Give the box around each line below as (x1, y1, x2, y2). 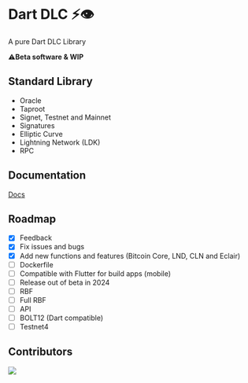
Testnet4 (19, 322, 49, 331)
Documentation (8, 169, 87, 182)
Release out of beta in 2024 (19, 278, 110, 287)
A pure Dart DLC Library (8, 36, 87, 46)
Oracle (19, 95, 42, 105)
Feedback (19, 233, 53, 243)
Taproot (19, 104, 46, 113)
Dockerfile (19, 260, 54, 269)
